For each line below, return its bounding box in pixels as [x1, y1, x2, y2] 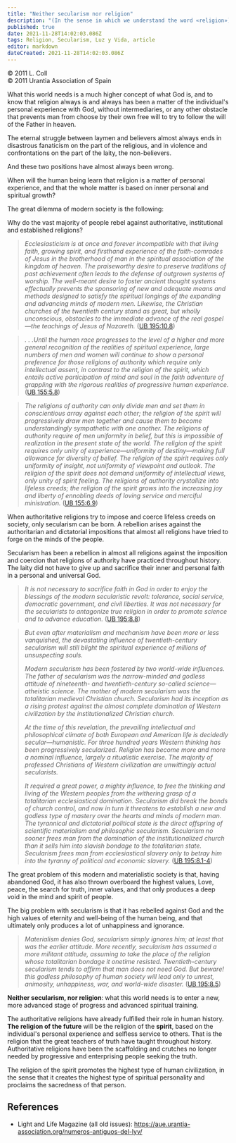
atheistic [24, 686, 51, 695]
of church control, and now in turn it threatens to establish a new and [24, 804, 226, 813]
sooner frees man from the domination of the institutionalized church [24, 834, 225, 842]
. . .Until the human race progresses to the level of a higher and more [24, 335, 225, 344]
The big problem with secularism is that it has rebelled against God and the [7, 906, 224, 915]
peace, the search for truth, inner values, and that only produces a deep [7, 885, 216, 894]
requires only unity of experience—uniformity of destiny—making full [24, 446, 225, 455]
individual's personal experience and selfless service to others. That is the [7, 1030, 223, 1038]
